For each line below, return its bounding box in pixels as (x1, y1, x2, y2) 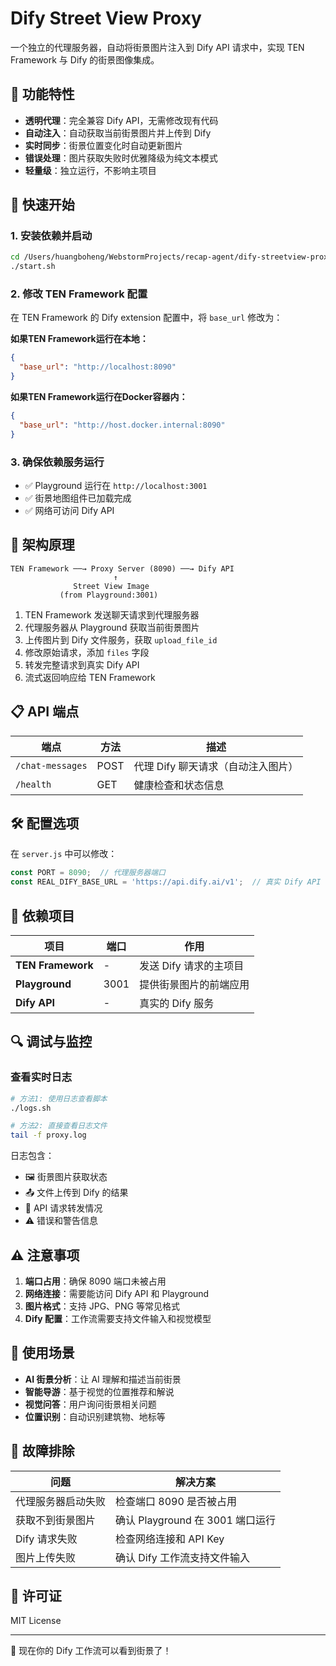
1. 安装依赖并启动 (10, 229, 93, 243)
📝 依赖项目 (10, 907, 75, 924)
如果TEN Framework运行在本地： (10, 333, 149, 345)
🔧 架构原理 (10, 537, 75, 554)
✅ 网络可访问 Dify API (24, 505, 115, 517)
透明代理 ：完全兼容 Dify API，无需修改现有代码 (24, 114, 219, 126)
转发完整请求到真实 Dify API (24, 658, 140, 671)
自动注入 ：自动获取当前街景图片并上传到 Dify (24, 127, 212, 139)
